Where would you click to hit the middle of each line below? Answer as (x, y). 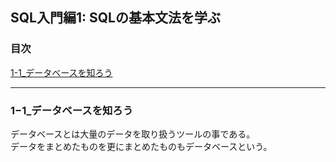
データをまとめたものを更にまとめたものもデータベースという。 (141, 146)
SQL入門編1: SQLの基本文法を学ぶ (115, 18)
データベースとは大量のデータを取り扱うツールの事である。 (133, 134)
